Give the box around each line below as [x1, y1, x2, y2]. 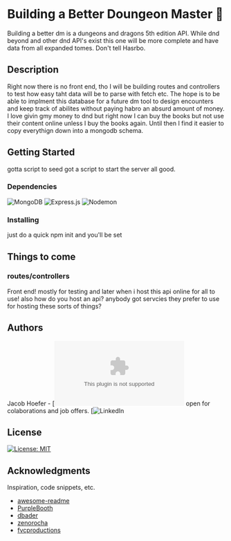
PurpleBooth [17, 504, 53, 513]
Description [7, 64, 59, 75]
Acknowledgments [7, 465, 91, 477]
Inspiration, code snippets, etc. [7, 484, 95, 492]
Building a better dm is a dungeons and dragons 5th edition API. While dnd [7, 29, 220, 37]
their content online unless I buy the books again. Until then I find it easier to [7, 119, 225, 127]
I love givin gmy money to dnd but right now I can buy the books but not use [7, 111, 225, 120]
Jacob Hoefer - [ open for [7, 399, 211, 407]
